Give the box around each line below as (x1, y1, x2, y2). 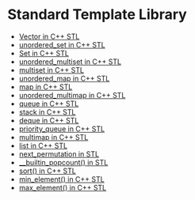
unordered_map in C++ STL (18, 74, 110, 83)
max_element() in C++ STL (18, 183, 107, 192)
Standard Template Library (7, 6, 187, 24)
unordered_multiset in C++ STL (18, 57, 122, 66)
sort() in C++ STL (18, 166, 76, 175)
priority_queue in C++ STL (18, 124, 105, 134)
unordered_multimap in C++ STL (18, 90, 126, 100)
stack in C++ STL (18, 107, 76, 116)
